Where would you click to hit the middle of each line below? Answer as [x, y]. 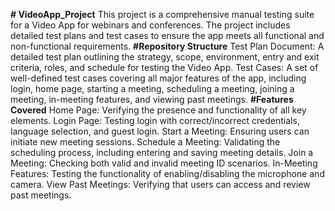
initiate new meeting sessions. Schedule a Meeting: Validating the [145, 142]
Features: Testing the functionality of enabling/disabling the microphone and [167, 173]
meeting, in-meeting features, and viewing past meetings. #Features [152, 99]
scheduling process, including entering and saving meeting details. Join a [162, 152]
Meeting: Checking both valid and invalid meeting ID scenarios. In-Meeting [164, 163]
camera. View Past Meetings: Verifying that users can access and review [160, 184]
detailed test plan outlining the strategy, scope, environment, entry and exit [165, 57]
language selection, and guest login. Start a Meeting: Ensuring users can [160, 131]
